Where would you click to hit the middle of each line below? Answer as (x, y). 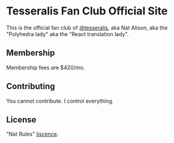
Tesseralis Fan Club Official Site (87, 11)
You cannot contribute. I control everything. (60, 101)
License (21, 119)
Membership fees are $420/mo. (46, 67)
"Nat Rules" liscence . (32, 134)
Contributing (31, 86)
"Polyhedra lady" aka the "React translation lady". (67, 34)
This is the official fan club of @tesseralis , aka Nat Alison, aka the (87, 28)
